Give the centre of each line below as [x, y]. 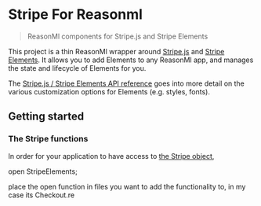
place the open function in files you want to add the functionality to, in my [127, 186]
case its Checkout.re [42, 195]
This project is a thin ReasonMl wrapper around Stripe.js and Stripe [116, 51]
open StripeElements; [43, 171]
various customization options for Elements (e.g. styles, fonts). [109, 91]
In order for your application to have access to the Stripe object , [111, 156]
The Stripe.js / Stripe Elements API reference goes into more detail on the [127, 83]
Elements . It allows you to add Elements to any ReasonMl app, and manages [131, 60]
